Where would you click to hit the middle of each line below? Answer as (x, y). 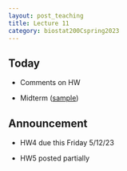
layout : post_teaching (46, 16)
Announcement (48, 123)
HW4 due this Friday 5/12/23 (67, 142)
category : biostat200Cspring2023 (64, 31)
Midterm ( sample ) (49, 98)
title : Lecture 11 (39, 23)
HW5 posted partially (55, 158)
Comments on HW (50, 83)
